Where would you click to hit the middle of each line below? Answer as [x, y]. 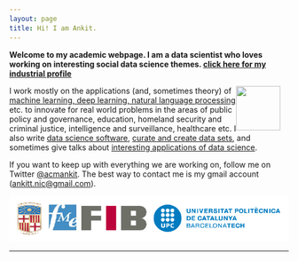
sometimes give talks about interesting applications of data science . [133, 147]
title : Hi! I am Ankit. [53, 28]
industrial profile [41, 73]
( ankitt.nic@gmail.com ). [53, 183]
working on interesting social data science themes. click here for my [138, 64]
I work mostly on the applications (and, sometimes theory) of [121, 91]
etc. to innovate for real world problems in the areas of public [121, 109]
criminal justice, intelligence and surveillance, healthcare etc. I [123, 128]
